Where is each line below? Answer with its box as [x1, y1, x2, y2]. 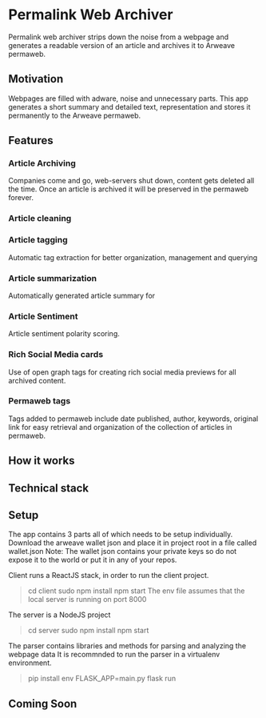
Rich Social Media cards [8, 349, 104, 360]
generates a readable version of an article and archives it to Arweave [8, 40, 236, 50]
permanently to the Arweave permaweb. [8, 110, 141, 120]
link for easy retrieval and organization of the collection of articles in [8, 422, 232, 431]
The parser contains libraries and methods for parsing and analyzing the [8, 641, 246, 651]
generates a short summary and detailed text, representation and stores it [8, 102, 251, 111]
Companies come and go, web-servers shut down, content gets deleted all [8, 176, 255, 186]
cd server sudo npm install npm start [27, 626, 149, 636]
